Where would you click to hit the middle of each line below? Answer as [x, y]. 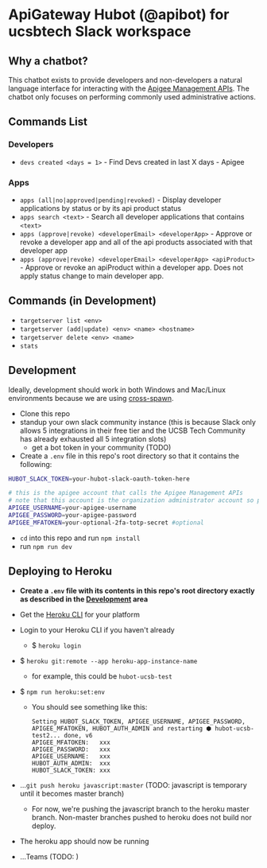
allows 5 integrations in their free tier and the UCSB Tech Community [133, 430]
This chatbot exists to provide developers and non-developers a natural [125, 80]
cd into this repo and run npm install [80, 538]
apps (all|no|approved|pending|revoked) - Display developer [120, 200]
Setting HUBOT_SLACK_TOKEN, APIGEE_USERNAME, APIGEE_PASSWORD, [139, 722]
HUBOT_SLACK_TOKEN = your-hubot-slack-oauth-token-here [99, 479]
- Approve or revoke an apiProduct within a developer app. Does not [132, 267]
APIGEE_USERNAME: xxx [71, 756]
